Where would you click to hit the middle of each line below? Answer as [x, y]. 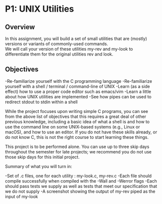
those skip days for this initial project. [42, 157]
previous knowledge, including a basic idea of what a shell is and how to [77, 121]
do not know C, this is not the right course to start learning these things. [77, 137]
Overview [20, 27]
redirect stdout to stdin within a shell [41, 102]
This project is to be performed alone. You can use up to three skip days [77, 147]
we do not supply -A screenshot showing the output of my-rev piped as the [80, 191]
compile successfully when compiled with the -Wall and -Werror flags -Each [81, 181]
